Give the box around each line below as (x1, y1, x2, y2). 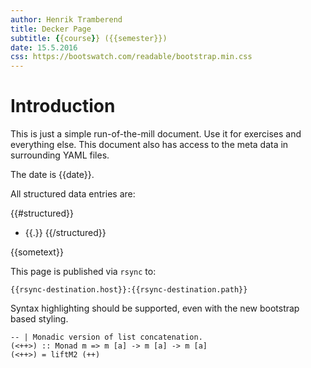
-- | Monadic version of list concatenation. (10, 332, 203, 343)
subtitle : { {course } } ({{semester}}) (10, 33, 168, 43)
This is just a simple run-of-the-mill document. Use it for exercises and (10, 128, 302, 140)
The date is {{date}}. (10, 169, 95, 181)
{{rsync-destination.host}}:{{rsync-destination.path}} (10, 285, 248, 295)
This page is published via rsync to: (10, 266, 157, 278)
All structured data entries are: (10, 188, 136, 200)
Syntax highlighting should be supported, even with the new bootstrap (10, 302, 300, 315)
